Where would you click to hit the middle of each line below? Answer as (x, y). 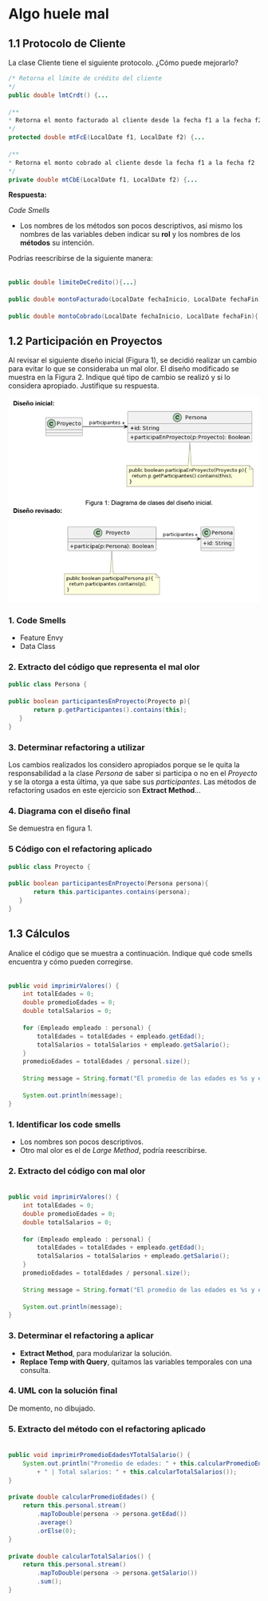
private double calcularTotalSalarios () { (80, 1556)
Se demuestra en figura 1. (51, 828)
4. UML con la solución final (63, 1391)
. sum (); (49, 1582)
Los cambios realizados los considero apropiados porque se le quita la (124, 764)
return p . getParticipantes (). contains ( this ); (110, 710)
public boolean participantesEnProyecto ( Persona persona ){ (108, 884)
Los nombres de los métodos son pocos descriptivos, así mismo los (131, 226)
